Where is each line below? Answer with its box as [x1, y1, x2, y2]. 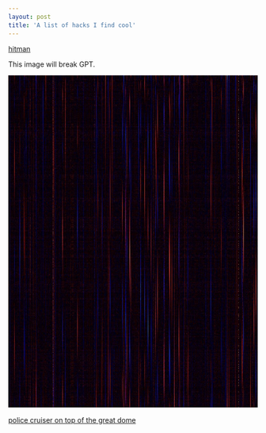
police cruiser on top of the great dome [8, 415, 136, 424]
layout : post [8, 13, 51, 21]
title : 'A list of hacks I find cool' [8, 21, 136, 29]
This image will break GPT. [8, 59, 96, 69]
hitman [8, 44, 31, 53]
